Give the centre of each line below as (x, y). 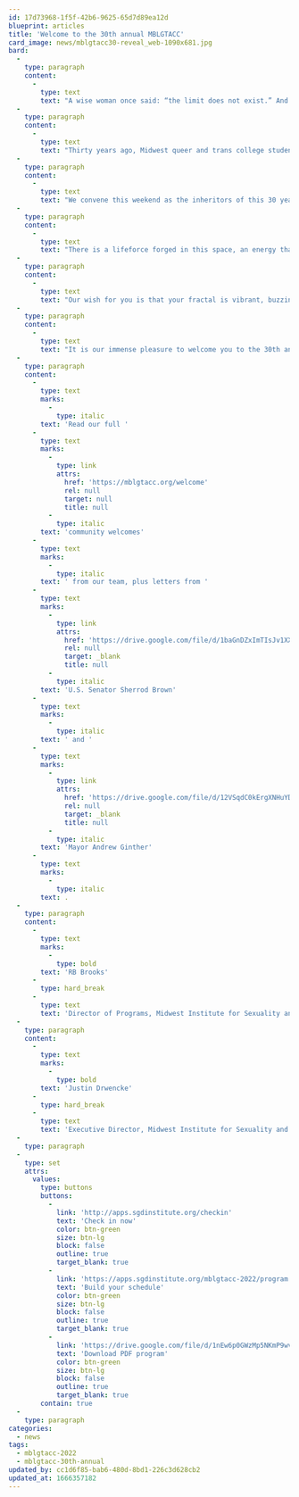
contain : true (66, 1403)
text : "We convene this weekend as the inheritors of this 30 (158, 200)
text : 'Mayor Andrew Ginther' (96, 848)
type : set (43, 1163)
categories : (30, 1428)
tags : (18, 1445)
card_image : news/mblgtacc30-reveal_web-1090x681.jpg (111, 42)
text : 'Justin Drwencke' (87, 1088)
